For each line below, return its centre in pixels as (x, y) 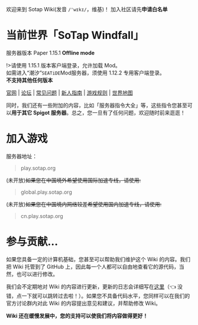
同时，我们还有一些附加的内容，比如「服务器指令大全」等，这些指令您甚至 (97, 105)
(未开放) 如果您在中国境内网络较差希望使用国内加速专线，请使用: (84, 204)
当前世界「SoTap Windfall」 (75, 35)
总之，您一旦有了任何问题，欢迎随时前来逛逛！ (128, 112)
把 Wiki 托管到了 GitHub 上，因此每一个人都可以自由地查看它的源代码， (92, 266)
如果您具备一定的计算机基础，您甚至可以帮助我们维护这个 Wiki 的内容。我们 (98, 259)
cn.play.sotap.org (42, 216)
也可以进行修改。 (37, 274)
